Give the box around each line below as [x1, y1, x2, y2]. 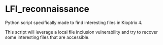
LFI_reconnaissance [5, 3, 90, 15]
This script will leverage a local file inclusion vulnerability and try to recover [5, 29, 158, 35]
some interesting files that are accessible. [5, 34, 90, 40]
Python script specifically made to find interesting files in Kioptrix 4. [5, 20, 143, 25]
